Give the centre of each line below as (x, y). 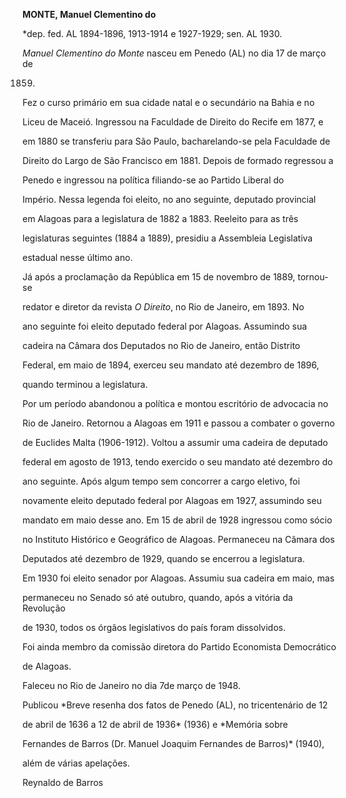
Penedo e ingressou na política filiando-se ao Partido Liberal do (153, 180)
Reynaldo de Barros (63, 782)
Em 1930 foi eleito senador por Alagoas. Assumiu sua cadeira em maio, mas (178, 578)
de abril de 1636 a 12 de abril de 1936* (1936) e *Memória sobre (155, 724)
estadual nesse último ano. (78, 257)
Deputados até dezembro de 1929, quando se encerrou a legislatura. (163, 558)
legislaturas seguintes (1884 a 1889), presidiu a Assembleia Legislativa (168, 238)
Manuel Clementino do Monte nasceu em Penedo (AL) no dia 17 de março (174, 53)
